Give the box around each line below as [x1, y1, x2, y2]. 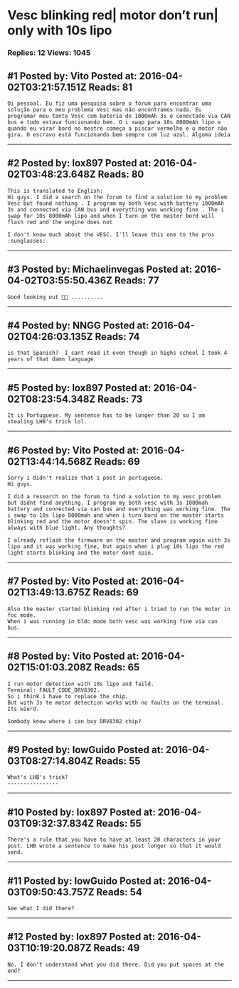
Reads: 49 [93, 942, 140, 954]
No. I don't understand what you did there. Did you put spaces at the [7, 961, 224, 968]
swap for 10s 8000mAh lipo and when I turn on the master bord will [7, 212, 215, 219]
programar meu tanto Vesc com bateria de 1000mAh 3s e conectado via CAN [7, 112, 231, 119]
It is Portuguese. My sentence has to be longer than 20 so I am [7, 412, 205, 419]
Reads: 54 [96, 886, 142, 898]
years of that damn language [7, 356, 94, 363]
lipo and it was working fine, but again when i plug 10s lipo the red [7, 543, 224, 550]
